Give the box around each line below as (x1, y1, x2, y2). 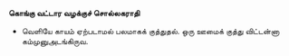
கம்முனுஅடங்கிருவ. (21, 36, 89, 46)
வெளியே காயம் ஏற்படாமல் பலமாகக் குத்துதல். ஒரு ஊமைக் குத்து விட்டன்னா (21, 26, 280, 36)
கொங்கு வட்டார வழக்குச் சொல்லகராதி (8, 8, 140, 18)
